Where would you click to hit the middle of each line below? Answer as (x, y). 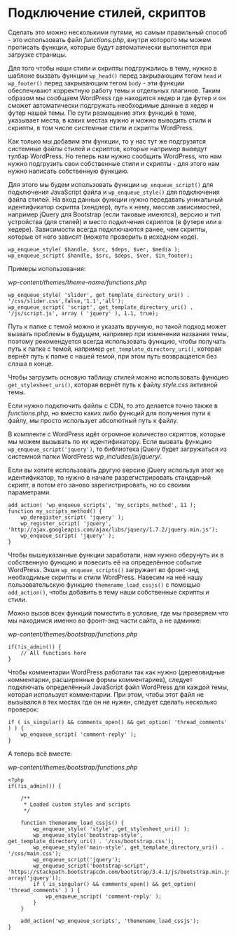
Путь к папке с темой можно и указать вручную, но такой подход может (117, 326)
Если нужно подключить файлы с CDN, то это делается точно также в (113, 405)
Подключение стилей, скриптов (107, 13)
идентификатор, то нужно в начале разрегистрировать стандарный (110, 477)
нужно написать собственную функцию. (68, 171)
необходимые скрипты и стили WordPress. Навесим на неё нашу (106, 577)
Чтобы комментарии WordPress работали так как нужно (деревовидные (117, 672)
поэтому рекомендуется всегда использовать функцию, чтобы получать (117, 341)
